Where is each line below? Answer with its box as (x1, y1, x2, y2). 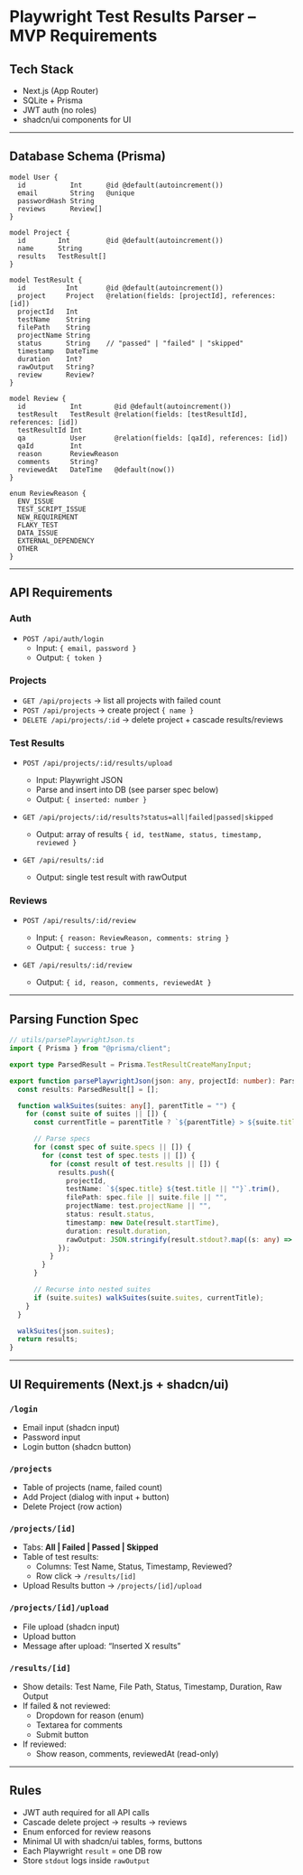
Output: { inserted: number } (35, 794, 147, 805)
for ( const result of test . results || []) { (49, 1159, 220, 1169)
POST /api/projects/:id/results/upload (22, 759, 173, 769)
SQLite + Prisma (22, 95, 83, 106)
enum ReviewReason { (9, 489, 87, 498)
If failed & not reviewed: (22, 1701, 111, 1712)
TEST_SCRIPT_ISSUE (17, 504, 87, 514)
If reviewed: (22, 1739, 67, 1749)
